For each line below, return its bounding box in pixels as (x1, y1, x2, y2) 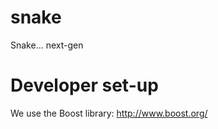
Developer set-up (10, 74, 159, 97)
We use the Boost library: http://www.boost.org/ (10, 107, 208, 119)
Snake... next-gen (10, 39, 84, 51)
